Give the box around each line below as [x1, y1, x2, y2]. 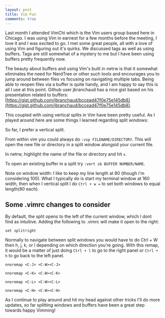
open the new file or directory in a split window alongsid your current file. [5, 142, 154, 148]
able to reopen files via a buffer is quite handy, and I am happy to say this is [5, 81, 159, 87]
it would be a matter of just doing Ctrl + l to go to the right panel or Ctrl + [5, 247, 159, 253]
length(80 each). [5, 186, 39, 192]
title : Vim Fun [5, 12, 36, 17]
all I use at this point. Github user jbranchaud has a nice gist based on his [5, 87, 154, 93]
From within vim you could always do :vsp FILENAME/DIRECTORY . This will [5, 136, 151, 142]
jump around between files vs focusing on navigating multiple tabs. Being [5, 76, 154, 82]
